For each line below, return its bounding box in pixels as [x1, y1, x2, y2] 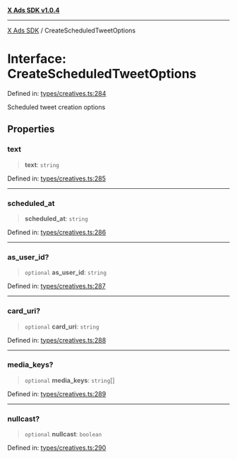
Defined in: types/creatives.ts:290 [7, 443, 107, 452]
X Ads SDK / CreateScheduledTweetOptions [7, 26, 136, 35]
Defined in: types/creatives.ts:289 [7, 389, 107, 398]
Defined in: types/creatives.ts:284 [7, 89, 107, 97]
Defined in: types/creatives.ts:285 [7, 174, 107, 183]
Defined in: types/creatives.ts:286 [7, 228, 107, 236]
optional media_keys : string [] [24, 376, 115, 384]
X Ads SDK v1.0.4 [7, 6, 60, 14]
